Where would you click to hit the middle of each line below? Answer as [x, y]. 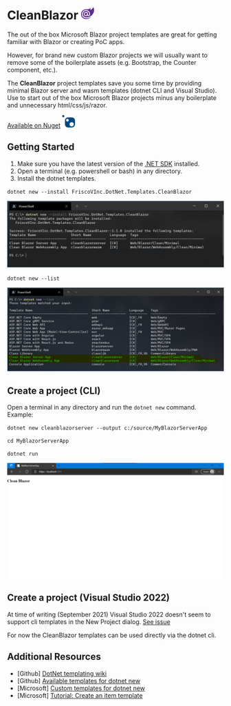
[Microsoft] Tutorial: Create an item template [80, 695]
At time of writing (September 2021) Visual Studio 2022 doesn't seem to [109, 614]
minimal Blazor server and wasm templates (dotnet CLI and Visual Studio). [112, 90]
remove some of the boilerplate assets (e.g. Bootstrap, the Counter [102, 62]
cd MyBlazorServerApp [38, 441]
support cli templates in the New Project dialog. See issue [89, 622]
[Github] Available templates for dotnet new [79, 680]
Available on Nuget [34, 125]
